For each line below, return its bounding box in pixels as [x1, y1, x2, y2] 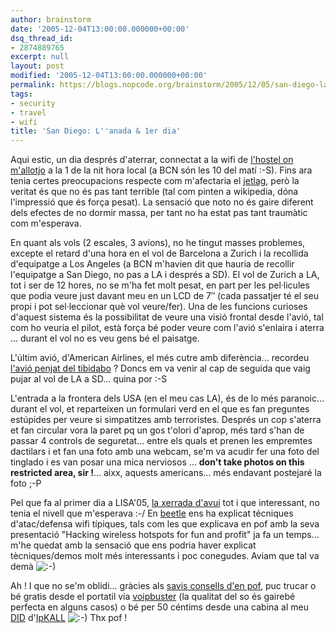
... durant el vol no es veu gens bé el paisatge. [10, 332, 200, 345]
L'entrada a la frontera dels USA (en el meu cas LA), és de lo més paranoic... [10, 392, 325, 405]
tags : [10, 89, 33, 99]
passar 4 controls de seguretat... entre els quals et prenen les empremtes [10, 435, 313, 447]
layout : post [10, 61, 65, 71]
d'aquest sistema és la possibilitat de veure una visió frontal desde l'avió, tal [10, 311, 324, 323]
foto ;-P [10, 477, 42, 490]
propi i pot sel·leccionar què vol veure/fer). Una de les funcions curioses [10, 301, 308, 313]
